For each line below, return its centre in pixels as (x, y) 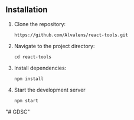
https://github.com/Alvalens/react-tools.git (71, 35)
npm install (29, 79)
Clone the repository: (40, 24)
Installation (27, 10)
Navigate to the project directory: (54, 46)
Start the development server (50, 90)
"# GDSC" (18, 112)
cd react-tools (33, 57)
